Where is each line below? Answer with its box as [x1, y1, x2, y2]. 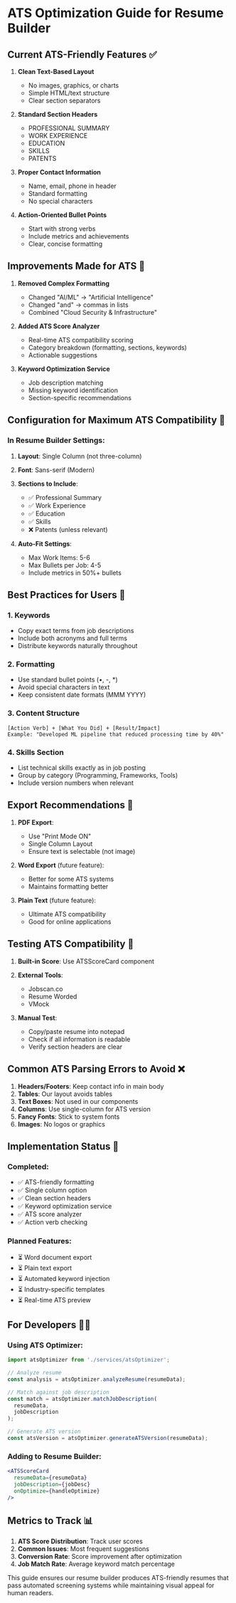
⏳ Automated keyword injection [17, 1274, 110, 1283]
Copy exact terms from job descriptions [17, 627, 134, 635]
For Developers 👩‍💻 [7, 1319, 91, 1331]
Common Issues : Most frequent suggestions [17, 1545, 149, 1553]
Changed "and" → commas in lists [28, 301, 129, 309]
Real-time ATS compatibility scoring [28, 335, 134, 344]
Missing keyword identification [28, 386, 119, 395]
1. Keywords [7, 610, 50, 620]
